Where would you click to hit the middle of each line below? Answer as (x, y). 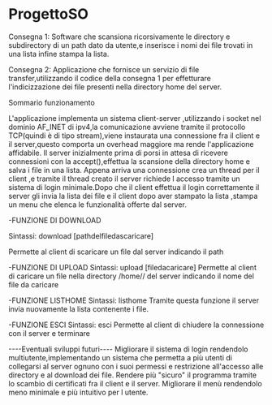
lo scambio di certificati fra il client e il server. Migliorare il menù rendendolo (135, 383)
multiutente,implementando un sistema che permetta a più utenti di (121, 357)
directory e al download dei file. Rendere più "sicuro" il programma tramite (133, 375)
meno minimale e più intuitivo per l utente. (78, 392)
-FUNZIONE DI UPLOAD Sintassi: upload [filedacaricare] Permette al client (133, 267)
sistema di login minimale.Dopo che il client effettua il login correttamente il (134, 187)
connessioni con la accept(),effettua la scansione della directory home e (129, 161)
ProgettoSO (49, 14)
